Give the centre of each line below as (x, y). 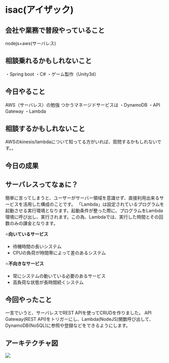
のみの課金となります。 (34, 223)
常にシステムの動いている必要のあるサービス (59, 276)
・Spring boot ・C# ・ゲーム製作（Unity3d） (52, 74)
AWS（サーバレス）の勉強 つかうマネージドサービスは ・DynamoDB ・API (83, 105)
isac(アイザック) (39, 10)
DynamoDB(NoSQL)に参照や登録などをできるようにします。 (68, 325)
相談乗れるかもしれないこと (49, 61)
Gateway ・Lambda (26, 111)
